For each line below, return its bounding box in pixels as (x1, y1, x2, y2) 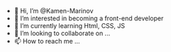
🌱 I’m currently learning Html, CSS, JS (13, 22, 126, 30)
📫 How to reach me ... (13, 37, 80, 45)
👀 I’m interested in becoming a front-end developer (13, 14, 164, 22)
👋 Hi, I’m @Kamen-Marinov (13, 7, 94, 15)
